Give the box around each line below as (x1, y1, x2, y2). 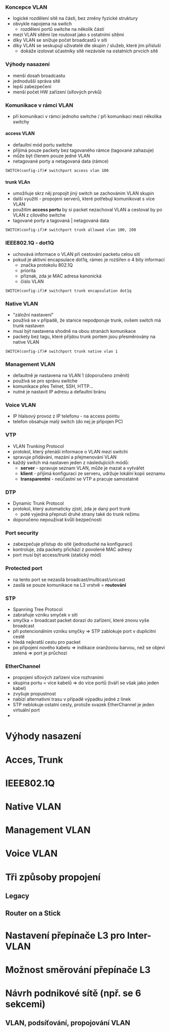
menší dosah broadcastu (12, 72, 66, 78)
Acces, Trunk (5, 754, 63, 765)
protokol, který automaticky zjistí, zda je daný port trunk (12, 506, 131, 512)
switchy (12, 118, 30, 125)
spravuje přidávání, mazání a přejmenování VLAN (12, 454, 117, 460)
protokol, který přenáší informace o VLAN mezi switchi (12, 448, 128, 454)
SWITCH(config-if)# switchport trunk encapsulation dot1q (5, 288, 132, 293)
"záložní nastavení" (12, 311, 54, 317)
